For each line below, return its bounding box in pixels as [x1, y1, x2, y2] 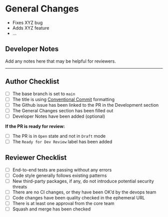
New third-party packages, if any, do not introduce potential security [12, 178, 154, 184]
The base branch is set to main [12, 91, 75, 97]
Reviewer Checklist [5, 153, 67, 162]
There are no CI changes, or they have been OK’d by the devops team [12, 189, 156, 195]
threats [12, 184, 27, 189]
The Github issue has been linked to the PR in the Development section [12, 102, 159, 108]
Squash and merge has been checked [12, 206, 91, 212]
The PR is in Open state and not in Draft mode [12, 133, 106, 139]
